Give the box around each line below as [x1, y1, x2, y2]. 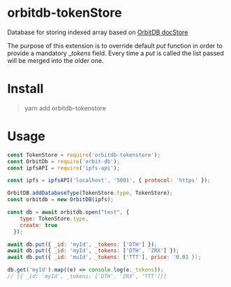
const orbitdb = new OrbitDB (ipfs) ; [7, 196, 114, 203]
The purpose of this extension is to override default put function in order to [7, 41, 223, 50]
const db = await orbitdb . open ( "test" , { [7, 209, 130, 216]
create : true [20, 221, 58, 228]
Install [7, 81, 44, 97]
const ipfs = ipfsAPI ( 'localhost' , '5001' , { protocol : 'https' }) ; [7, 177, 211, 184]
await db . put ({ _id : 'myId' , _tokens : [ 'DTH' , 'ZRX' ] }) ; [7, 247, 179, 254]
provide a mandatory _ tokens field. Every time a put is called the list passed [7, 49, 225, 57]
